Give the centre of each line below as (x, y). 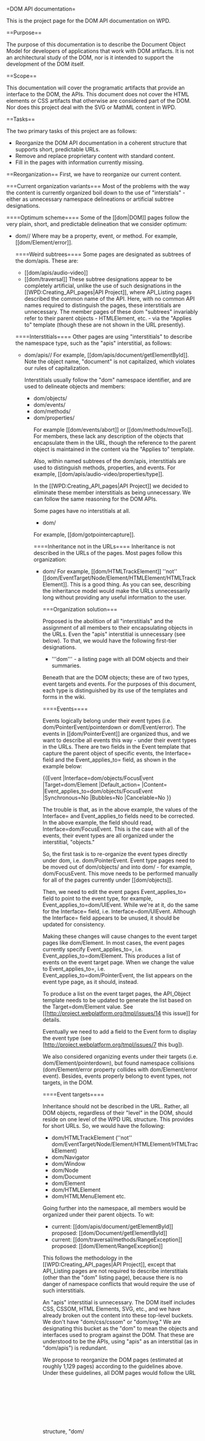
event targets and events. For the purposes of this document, (120, 684)
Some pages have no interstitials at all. (82, 511)
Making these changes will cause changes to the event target (120, 936)
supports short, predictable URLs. (58, 149)
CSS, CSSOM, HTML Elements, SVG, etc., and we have (112, 1309)
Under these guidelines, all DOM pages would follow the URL (119, 1373)
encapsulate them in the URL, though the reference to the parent (115, 443)
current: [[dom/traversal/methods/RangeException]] (117, 1239)
